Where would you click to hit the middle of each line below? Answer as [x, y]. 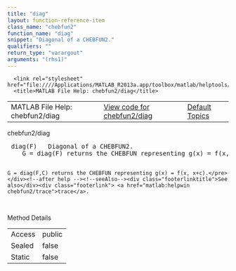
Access [23, 234]
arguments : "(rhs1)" [38, 60]
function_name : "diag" [40, 33]
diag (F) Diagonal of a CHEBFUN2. [72, 146]
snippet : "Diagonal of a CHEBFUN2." [61, 40]
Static [20, 257]
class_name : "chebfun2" [42, 27]
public [52, 234]
